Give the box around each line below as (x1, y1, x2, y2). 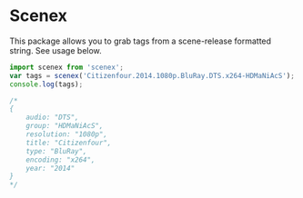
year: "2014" (25, 163, 76, 173)
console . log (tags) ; (9, 79, 84, 89)
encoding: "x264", (25, 155, 96, 164)
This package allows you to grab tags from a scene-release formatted (9, 35, 271, 46)
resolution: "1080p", (25, 130, 107, 139)
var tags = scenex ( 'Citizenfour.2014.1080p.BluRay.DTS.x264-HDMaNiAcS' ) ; (9, 71, 296, 80)
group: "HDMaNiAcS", (25, 122, 104, 131)
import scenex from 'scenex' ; (9, 63, 125, 72)
